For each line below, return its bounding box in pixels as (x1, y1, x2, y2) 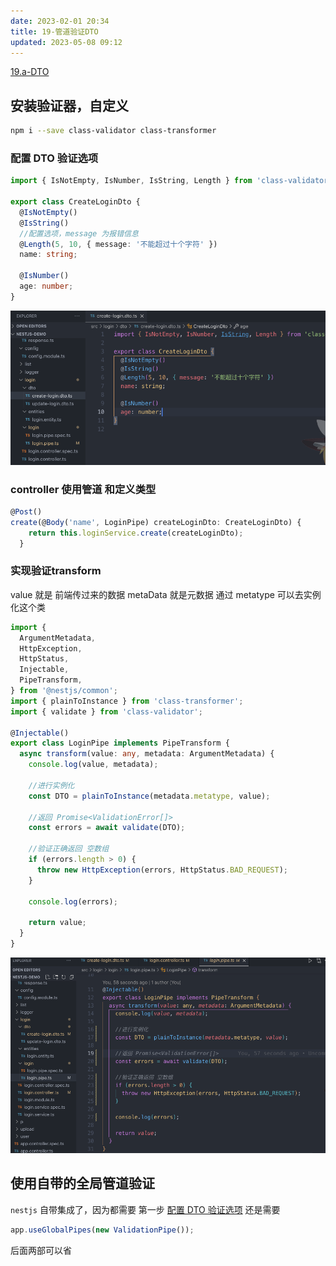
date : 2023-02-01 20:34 (10, 16, 110, 26)
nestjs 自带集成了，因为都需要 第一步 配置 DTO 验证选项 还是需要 (10, 1203, 281, 1215)
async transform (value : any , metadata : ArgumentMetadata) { (19, 749, 275, 759)
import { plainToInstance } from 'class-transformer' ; (10, 696, 244, 706)
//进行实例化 (28, 780, 75, 790)
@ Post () (10, 506, 43, 517)
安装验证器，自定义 (10, 97, 129, 114)
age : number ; (19, 281, 74, 292)
